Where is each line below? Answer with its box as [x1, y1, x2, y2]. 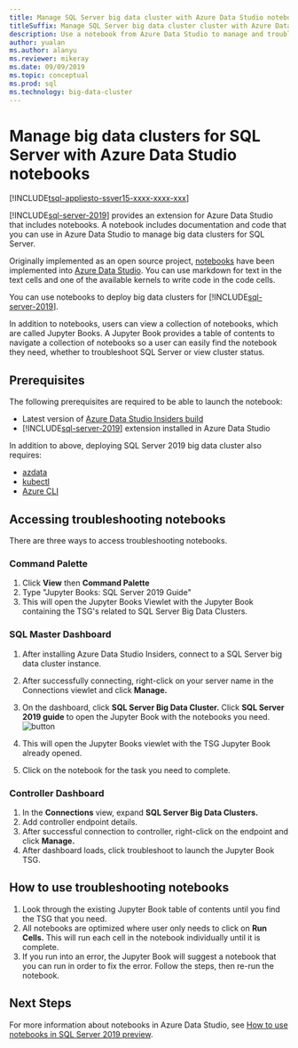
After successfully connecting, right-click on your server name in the [21, 675, 274, 686]
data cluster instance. [21, 657, 102, 668]
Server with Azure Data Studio [9, 144, 238, 165]
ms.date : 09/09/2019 [9, 63, 86, 72]
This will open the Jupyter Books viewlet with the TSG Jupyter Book [21, 738, 271, 748]
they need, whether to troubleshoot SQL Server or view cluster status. [9, 347, 265, 358]
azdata [21, 467, 48, 478]
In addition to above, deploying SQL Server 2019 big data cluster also [9, 440, 262, 451]
